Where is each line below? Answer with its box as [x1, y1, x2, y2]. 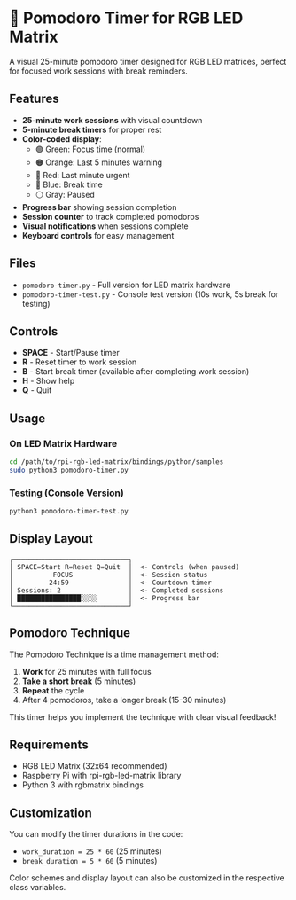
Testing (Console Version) [9, 487, 124, 499]
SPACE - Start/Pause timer [21, 348, 120, 358]
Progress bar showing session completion [21, 201, 177, 212]
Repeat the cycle [21, 685, 85, 695]
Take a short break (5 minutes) [21, 676, 136, 686]
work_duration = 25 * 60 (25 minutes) [21, 846, 162, 857]
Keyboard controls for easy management [21, 230, 175, 240]
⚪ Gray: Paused [35, 189, 95, 200]
